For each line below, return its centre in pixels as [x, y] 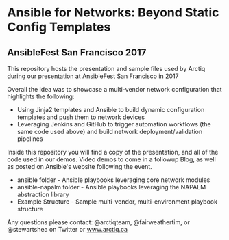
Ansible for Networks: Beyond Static [113, 13]
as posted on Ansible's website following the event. [80, 166]
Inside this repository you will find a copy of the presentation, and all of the [113, 152]
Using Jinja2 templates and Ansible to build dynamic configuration [111, 110]
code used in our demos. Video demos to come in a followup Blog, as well [111, 159]
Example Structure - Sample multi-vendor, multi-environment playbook [117, 202]
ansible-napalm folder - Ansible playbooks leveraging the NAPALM [111, 187]
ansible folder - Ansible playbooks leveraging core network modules [113, 180]
